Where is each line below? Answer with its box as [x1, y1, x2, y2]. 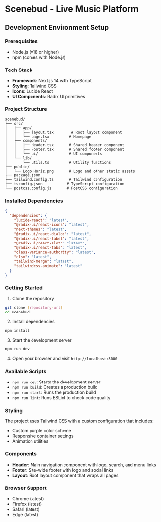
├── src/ [5, 121, 23, 126]
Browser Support [5, 485, 47, 491]
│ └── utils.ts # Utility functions [5, 160, 111, 165]
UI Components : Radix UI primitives [12, 94, 85, 100]
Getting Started [5, 284, 43, 291]
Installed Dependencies [5, 197, 63, 204]
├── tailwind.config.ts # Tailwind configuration [5, 177, 122, 182]
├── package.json [5, 173, 41, 178]
